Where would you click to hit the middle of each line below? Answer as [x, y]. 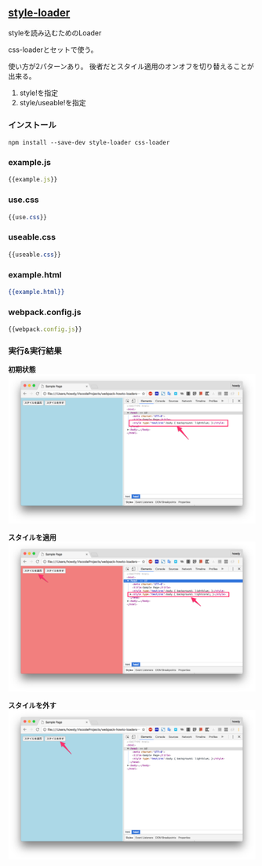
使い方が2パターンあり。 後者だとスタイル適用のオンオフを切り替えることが [131, 66]
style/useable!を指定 [53, 102]
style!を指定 [39, 93]
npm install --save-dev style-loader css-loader [89, 143]
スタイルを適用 [32, 537]
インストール [32, 125]
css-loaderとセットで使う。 [53, 50]
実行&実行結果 [35, 350]
